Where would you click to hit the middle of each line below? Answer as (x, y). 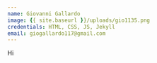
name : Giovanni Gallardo (44, 14)
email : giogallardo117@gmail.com (57, 33)
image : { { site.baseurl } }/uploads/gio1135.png (79, 20)
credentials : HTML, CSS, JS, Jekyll (61, 27)
